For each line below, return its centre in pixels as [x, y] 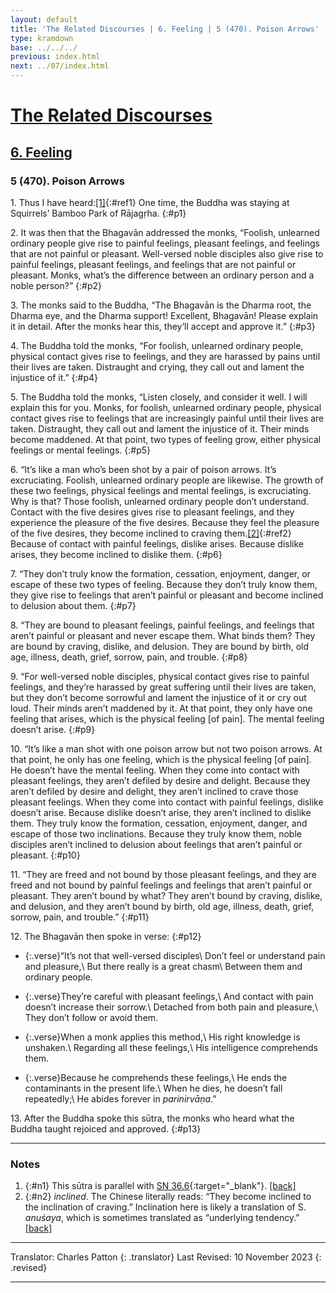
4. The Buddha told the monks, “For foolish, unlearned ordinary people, [157, 345]
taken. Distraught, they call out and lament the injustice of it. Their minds [160, 428]
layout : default [44, 19]
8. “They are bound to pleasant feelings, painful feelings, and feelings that [162, 625]
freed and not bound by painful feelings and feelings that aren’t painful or [161, 885]
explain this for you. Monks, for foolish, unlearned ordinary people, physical [166, 407]
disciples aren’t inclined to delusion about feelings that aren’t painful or [156, 844]
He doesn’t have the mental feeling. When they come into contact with [155, 770]
